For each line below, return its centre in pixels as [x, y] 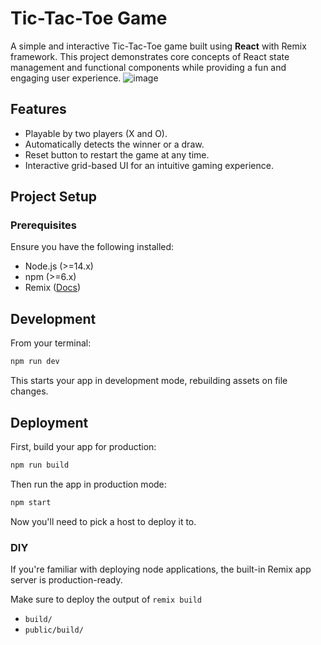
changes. [29, 391]
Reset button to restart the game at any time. [117, 154]
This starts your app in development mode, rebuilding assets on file [149, 381]
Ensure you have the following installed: [92, 247]
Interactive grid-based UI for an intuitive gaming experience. [149, 165]
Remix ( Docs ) [53, 288]
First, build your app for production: [83, 446]
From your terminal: [51, 343]
